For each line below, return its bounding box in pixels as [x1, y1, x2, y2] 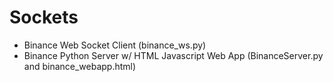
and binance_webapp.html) [23, 60, 137, 72]
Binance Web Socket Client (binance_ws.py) [23, 39, 207, 51]
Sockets [9, 6, 79, 29]
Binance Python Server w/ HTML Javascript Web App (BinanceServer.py [23, 49, 324, 61]
